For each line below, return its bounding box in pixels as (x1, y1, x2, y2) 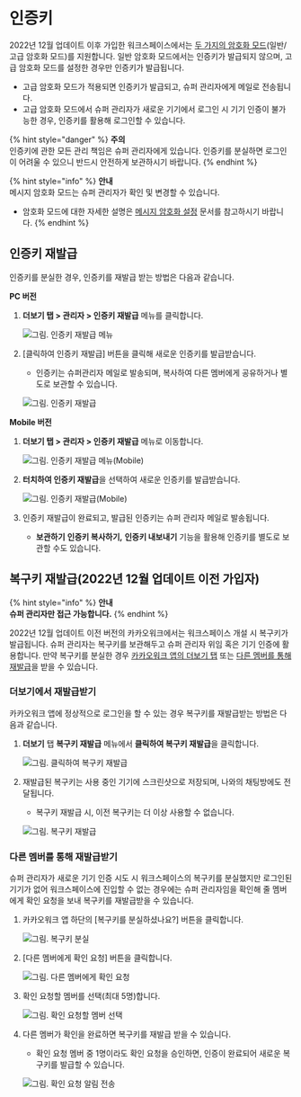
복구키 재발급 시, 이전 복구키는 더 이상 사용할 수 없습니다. (35, 807, 235, 817)
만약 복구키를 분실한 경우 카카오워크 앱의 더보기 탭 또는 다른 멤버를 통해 (42, 649, 292, 661)
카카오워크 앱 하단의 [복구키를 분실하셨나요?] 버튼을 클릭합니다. (22, 914, 244, 925)
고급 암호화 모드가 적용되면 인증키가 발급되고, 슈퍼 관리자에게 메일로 (22, 81, 261, 92)
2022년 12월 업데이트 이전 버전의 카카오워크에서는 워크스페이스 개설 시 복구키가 (9, 627, 289, 638)
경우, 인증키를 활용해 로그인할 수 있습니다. (39, 114, 186, 126)
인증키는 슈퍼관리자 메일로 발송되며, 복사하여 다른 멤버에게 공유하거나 (35, 367, 279, 378)
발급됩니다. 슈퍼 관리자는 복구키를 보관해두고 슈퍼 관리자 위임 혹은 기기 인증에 (9, 638, 280, 649)
